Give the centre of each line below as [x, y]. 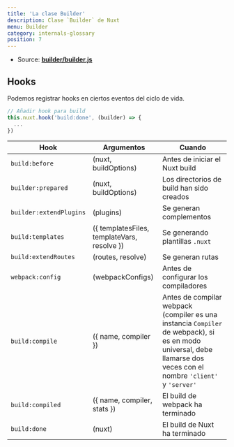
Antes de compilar [192, 298]
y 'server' [180, 385]
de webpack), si [188, 332]
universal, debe [188, 350]
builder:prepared [39, 188]
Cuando [193, 147]
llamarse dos [183, 358]
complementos [187, 217]
